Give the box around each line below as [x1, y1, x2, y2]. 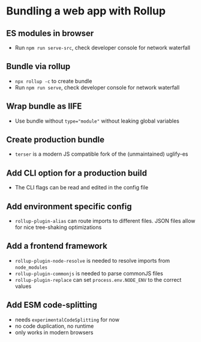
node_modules [14, 264, 48, 270]
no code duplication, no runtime [14, 322, 94, 329]
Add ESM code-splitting [6, 300, 98, 310]
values [14, 282, 32, 290]
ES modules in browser [6, 28, 94, 38]
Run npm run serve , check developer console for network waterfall [14, 84, 180, 91]
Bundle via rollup [6, 61, 71, 72]
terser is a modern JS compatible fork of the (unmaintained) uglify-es [14, 150, 188, 157]
